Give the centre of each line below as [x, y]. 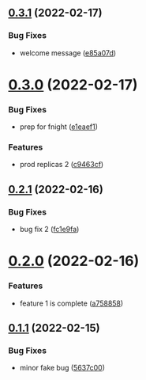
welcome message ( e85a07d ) [68, 53]
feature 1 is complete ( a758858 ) [71, 303]
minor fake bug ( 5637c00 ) [62, 368]
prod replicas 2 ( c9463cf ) [62, 165]
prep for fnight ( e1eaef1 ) [59, 127]
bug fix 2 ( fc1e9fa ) [49, 230]
